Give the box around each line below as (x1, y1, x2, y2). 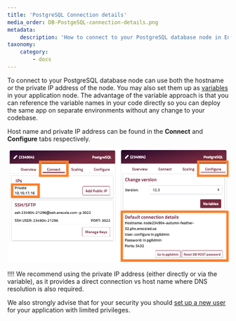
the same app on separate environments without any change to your (7, 106, 205, 114)
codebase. (7, 113, 39, 122)
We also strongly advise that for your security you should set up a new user (7, 298, 226, 306)
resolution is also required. (7, 284, 84, 293)
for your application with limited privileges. (7, 306, 131, 314)
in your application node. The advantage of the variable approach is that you (7, 91, 229, 99)
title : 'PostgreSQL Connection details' (7, 11, 128, 18)
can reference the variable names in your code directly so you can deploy (7, 99, 221, 107)
